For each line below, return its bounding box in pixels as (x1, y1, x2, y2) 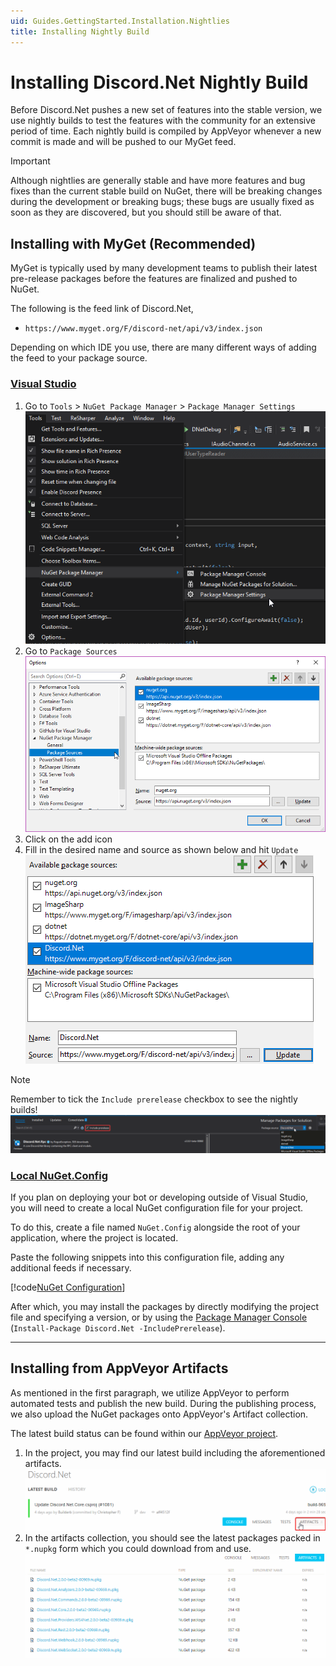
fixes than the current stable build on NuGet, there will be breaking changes (10, 185, 323, 197)
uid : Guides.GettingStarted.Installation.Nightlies (10, 16, 230, 26)
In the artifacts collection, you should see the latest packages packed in (24, 1532, 321, 1544)
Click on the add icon (24, 833, 113, 845)
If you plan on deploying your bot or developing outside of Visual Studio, (10, 1191, 309, 1203)
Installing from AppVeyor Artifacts (10, 1360, 229, 1377)
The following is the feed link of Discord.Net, (10, 303, 194, 315)
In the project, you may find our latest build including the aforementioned (24, 1446, 326, 1459)
